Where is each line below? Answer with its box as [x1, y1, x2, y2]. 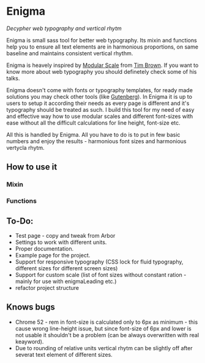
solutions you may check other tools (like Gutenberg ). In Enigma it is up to [6, 93, 193, 100]
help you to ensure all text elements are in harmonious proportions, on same [6, 43, 199, 50]
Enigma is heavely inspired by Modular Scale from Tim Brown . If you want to [6, 61, 199, 69]
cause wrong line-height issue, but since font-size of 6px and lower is [15, 324, 192, 332]
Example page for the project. [15, 251, 91, 259]
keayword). [15, 338, 44, 345]
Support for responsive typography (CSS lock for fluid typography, [15, 258, 184, 265]
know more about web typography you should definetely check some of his [6, 68, 197, 75]
